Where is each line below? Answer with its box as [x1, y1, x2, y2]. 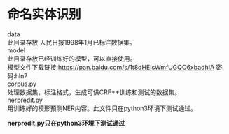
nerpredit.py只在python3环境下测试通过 [7, 119, 125, 127]
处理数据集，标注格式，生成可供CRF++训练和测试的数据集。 [7, 88, 181, 96]
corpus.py [7, 80, 37, 88]
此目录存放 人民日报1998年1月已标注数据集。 [7, 38, 137, 46]
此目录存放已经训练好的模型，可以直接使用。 [7, 54, 137, 63]
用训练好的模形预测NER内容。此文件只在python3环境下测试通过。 [7, 104, 197, 112]
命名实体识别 [7, 6, 82, 22]
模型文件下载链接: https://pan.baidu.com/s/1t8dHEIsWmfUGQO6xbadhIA [7, 63, 215, 71]
